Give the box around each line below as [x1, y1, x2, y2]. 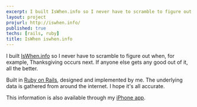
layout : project [6, 14, 46, 20]
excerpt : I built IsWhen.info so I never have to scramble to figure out [6, 8, 192, 15]
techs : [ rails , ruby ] [6, 31, 60, 37]
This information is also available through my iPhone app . [6, 94, 146, 101]
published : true [6, 25, 46, 31]
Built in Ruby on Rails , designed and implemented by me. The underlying [6, 76, 183, 83]
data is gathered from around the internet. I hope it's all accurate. [6, 83, 165, 89]
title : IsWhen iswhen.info [6, 36, 73, 42]
